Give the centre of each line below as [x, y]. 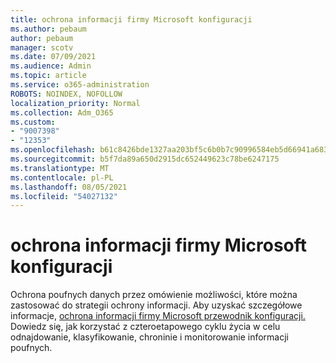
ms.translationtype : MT [60, 168]
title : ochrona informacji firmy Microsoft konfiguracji [131, 19]
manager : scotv [42, 47]
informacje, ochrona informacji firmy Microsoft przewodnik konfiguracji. [158, 316]
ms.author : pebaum [48, 29]
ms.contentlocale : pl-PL [62, 177]
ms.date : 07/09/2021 [53, 57]
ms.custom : [33, 122]
